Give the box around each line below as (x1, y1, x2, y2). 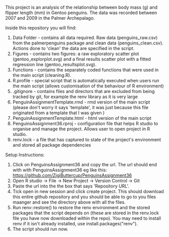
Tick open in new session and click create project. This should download (12, 188, 164, 194)
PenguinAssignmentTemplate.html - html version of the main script (12, 115, 152, 121)
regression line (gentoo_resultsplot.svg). (12, 62, 97, 67)
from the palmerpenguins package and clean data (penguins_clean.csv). (12, 40, 164, 46)
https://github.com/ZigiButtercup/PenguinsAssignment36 (12, 172, 132, 178)
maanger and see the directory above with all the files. (12, 199, 126, 205)
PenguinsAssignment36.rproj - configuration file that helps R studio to (12, 121, 158, 126)
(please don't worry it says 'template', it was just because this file (12, 105, 149, 110)
